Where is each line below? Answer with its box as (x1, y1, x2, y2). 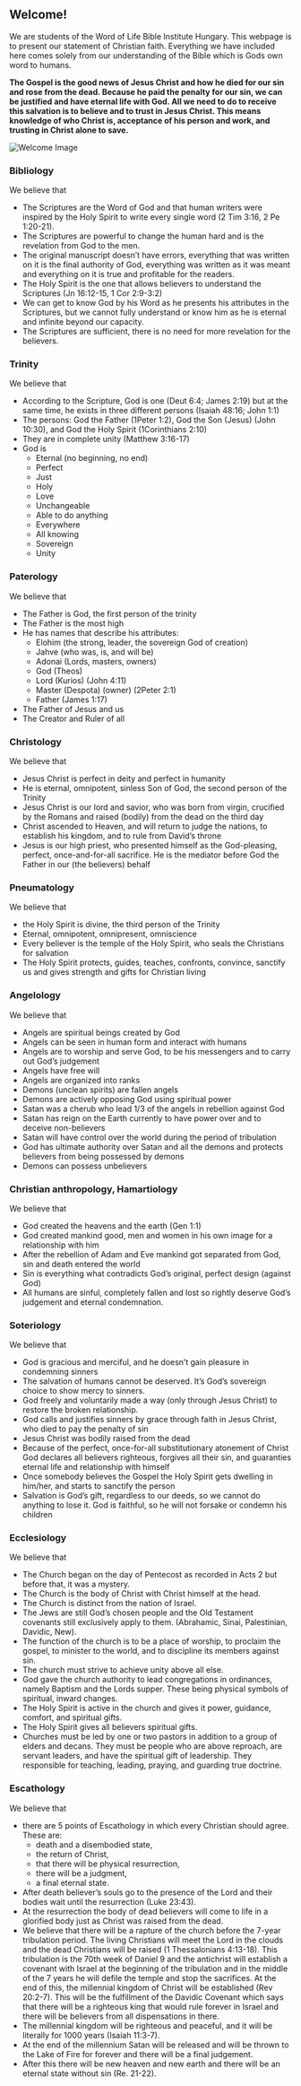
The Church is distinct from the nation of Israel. (21, 1598, 197, 1609)
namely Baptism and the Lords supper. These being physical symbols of (21, 1683, 289, 1694)
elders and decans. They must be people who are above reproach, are (21, 1741, 282, 1751)
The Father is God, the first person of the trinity (21, 608, 197, 619)
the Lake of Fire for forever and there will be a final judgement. (21, 2048, 254, 2059)
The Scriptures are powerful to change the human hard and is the (21, 230, 264, 241)
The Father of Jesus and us (21, 703, 125, 714)
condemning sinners (21, 1367, 99, 1378)
